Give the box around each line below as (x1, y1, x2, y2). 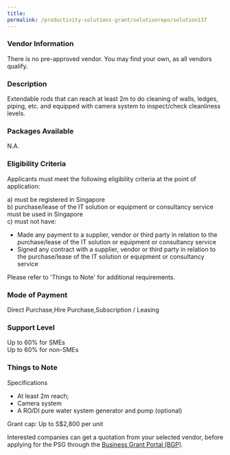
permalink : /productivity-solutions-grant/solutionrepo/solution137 (7, 16, 207, 23)
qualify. (7, 62, 28, 70)
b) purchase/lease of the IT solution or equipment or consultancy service (7, 202, 214, 211)
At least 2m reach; (16, 392, 69, 400)
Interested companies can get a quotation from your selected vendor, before (7, 433, 224, 441)
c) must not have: (7, 217, 57, 225)
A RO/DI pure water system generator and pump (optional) (16, 406, 183, 415)
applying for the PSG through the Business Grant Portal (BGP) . (7, 440, 183, 448)
